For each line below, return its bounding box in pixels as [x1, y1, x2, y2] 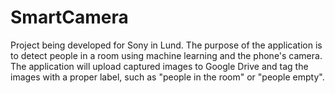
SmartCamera [10, 6, 129, 29]
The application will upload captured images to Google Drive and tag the [10, 60, 309, 72]
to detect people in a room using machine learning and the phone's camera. [10, 49, 323, 61]
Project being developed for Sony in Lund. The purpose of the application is [10, 39, 323, 51]
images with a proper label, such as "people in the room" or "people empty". [10, 71, 325, 83]
